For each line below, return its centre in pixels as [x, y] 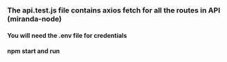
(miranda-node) [35, 19]
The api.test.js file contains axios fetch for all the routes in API [113, 10]
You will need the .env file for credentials [67, 35]
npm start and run [34, 51]
